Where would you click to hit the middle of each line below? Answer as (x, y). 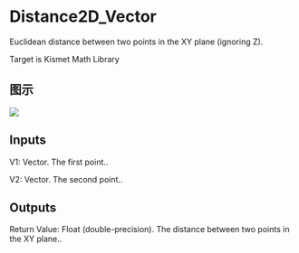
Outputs (33, 207)
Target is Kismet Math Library (64, 59)
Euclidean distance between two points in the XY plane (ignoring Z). (136, 42)
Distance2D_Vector (83, 17)
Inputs (28, 141)
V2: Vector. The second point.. (66, 179)
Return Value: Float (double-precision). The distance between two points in (149, 230)
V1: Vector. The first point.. (59, 162)
